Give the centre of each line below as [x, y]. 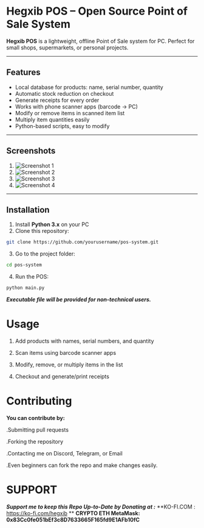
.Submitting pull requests [37, 430]
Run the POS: [32, 277]
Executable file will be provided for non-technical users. [79, 299]
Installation [28, 209]
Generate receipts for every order [57, 100]
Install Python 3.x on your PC [52, 224]
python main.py [25, 288]
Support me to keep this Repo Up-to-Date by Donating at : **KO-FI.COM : [101, 507]
